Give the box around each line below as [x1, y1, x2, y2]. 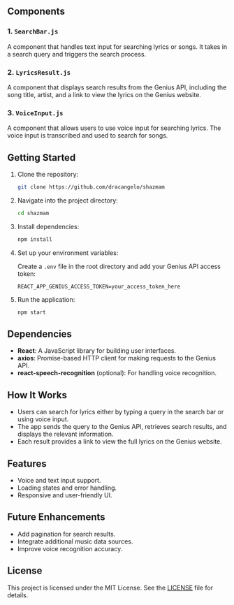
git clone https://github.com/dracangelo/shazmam [17, 184, 166, 191]
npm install [17, 235, 52, 243]
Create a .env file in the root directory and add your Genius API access [17, 262, 221, 270]
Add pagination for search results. [17, 530, 116, 538]
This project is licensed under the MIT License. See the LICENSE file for [7, 583, 214, 592]
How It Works [7, 389, 68, 401]
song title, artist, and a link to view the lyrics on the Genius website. [7, 90, 201, 99]
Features [7, 458, 47, 469]
